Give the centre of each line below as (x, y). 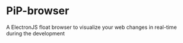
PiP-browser (38, 11)
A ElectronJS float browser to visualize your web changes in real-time (91, 27)
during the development (36, 33)
